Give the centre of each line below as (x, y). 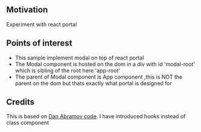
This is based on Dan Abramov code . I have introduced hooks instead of (96, 116)
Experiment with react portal (42, 24)
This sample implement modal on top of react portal (79, 58)
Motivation (27, 10)
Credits (21, 102)
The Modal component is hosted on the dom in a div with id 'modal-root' (105, 64)
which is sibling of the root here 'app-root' (68, 70)
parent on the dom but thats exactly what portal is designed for (93, 83)
